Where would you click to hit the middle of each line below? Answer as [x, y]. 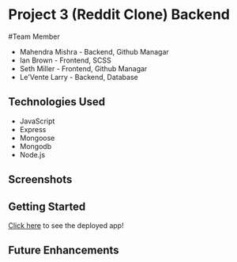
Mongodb [36, 146]
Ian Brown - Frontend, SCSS [66, 60]
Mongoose [37, 138]
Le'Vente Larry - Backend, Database [79, 77]
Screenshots [40, 180]
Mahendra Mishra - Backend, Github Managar [94, 51]
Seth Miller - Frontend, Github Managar [83, 68]
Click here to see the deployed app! [66, 225]
